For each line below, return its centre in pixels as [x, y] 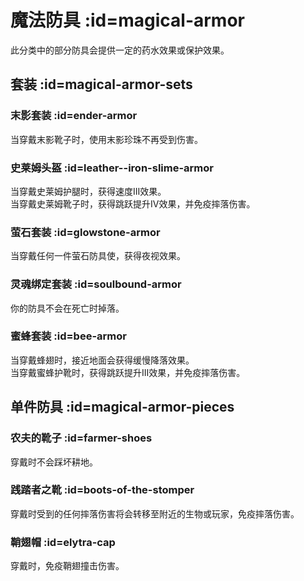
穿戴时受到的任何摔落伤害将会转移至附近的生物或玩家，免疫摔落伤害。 [155, 513]
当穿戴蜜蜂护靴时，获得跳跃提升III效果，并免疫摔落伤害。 [128, 372]
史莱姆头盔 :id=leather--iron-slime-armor [112, 168]
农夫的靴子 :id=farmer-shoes [81, 438]
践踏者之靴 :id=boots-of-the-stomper [102, 490]
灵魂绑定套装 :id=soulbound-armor [96, 284]
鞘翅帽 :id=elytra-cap [63, 542]
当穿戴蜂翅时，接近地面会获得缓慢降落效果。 [102, 360]
